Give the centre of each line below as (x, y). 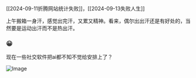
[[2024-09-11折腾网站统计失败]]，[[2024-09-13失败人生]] (75, 8)
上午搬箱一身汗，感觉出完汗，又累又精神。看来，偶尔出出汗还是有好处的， (96, 21)
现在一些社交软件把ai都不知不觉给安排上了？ (59, 57)
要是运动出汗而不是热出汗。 (44, 28)
